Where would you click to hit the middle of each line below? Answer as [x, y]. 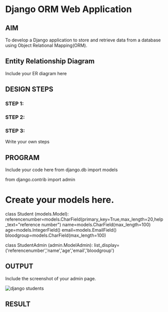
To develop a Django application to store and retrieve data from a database [83, 40]
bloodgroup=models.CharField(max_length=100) [56, 235]
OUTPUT [19, 266]
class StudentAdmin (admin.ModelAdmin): [49, 245]
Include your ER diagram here [36, 73]
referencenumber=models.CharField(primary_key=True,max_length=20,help [84, 219]
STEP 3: [15, 131]
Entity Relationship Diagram [50, 61]
